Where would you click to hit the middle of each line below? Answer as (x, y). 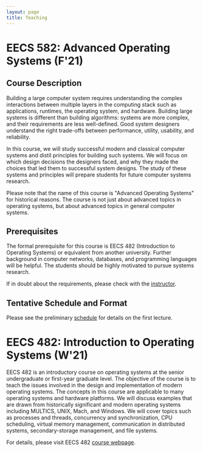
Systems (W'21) (47, 355)
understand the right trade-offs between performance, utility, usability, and (100, 130)
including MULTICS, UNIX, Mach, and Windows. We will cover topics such (99, 411)
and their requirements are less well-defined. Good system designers (93, 124)
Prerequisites (32, 231)
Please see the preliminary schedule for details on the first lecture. (90, 318)
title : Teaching (27, 18)
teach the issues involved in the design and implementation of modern (94, 386)
